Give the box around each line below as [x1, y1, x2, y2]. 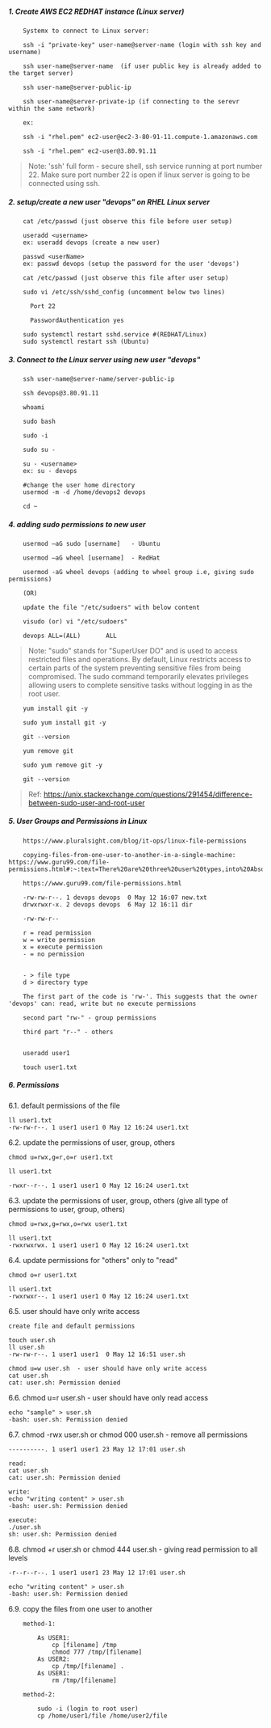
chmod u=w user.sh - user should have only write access [8, 1364, 207, 1372]
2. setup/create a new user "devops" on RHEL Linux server [8, 196, 211, 206]
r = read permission [23, 928, 92, 937]
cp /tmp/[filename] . [51, 1662, 125, 1670]
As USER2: [37, 1654, 70, 1663]
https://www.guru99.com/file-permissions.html [23, 879, 182, 887]
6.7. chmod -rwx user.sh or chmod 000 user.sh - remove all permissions [8, 1430, 248, 1439]
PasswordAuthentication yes [29, 316, 125, 324]
